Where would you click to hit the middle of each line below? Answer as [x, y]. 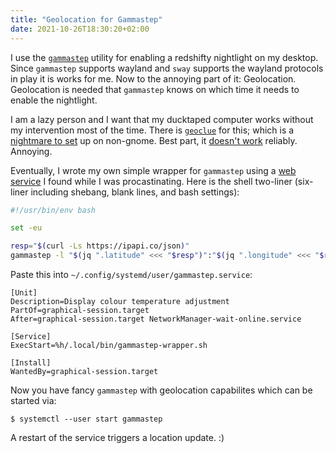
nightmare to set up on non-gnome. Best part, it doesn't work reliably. [154, 140]
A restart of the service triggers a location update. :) [117, 437]
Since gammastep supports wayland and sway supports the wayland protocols [167, 68]
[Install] [31, 363]
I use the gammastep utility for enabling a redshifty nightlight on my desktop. [164, 57]
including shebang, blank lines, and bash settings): [135, 192]
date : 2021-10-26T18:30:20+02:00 [80, 29]
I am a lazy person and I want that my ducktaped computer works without [162, 119]
